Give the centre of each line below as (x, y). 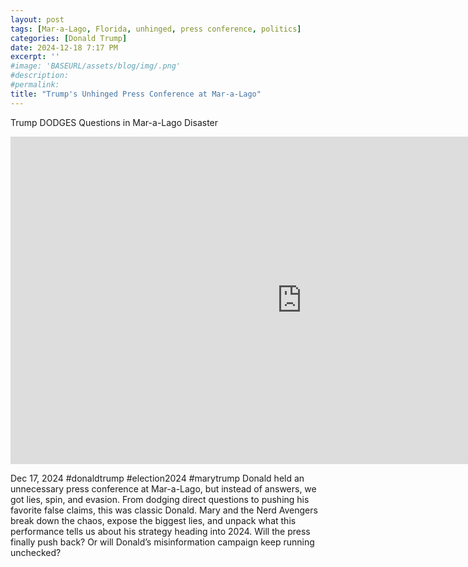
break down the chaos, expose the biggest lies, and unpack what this (153, 520)
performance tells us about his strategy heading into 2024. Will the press (160, 531)
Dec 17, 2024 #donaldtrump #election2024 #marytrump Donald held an (157, 478)
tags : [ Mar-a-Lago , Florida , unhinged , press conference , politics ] (156, 29)
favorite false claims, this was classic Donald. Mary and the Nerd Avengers (164, 510)
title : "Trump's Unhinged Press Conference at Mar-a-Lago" (136, 94)
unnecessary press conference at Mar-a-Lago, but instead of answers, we (163, 488)
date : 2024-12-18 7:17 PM (64, 47)
